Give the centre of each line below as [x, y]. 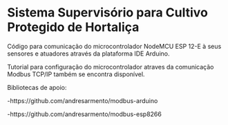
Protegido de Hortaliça [73, 27]
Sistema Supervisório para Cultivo [108, 13]
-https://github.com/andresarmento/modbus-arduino [83, 100]
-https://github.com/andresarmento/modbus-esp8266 [85, 114]
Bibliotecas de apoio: [37, 87]
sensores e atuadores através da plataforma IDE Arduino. [89, 54]
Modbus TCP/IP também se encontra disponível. [76, 74]
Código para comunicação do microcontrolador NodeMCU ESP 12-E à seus [114, 46]
